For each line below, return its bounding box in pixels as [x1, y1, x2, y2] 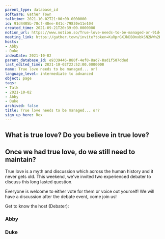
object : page [5, 76, 32, 81]
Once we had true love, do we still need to [5, 147, 135, 156]
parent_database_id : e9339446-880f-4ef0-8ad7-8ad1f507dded [5, 58, 129, 63]
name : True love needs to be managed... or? [5, 67, 98, 72]
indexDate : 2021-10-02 [5, 53, 52, 58]
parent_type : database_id [5, 7, 58, 12]
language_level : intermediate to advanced [5, 71, 93, 76]
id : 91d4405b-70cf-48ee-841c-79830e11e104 [5, 21, 93, 26]
